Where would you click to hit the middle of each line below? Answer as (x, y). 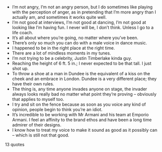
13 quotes (15, 145)
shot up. (20, 69)
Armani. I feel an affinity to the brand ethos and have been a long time (82, 120)
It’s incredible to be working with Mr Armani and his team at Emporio (80, 115)
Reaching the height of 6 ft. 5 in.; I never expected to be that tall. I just (82, 63)
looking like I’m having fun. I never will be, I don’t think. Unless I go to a (83, 28)
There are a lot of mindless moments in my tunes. (62, 53)
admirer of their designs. (37, 125)
